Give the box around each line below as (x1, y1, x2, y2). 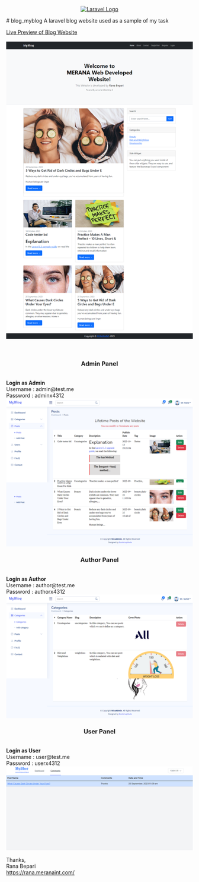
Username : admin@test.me (6, 386, 74, 393)
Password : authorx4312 (6, 588, 66, 596)
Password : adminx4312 (6, 392, 65, 399)
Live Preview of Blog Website (6, 29, 78, 36)
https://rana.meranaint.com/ (6, 868, 75, 876)
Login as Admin (6, 379, 46, 386)
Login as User (6, 747, 41, 754)
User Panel (84, 727, 115, 736)
